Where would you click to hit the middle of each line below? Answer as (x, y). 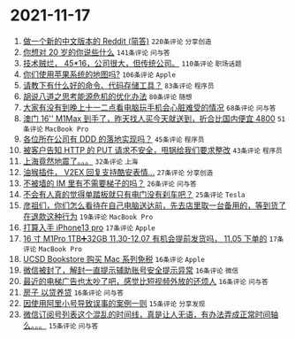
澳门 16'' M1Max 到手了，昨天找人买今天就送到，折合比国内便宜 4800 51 (154, 118)
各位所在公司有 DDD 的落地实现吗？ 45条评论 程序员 (113, 139)
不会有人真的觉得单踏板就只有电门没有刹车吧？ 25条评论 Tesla (134, 194)
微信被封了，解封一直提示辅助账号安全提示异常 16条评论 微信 (131, 270)
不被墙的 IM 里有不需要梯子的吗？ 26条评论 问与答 (110, 183)
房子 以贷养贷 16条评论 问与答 (73, 292)
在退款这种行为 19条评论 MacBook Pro (88, 216)
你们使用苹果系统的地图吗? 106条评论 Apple (99, 74)
